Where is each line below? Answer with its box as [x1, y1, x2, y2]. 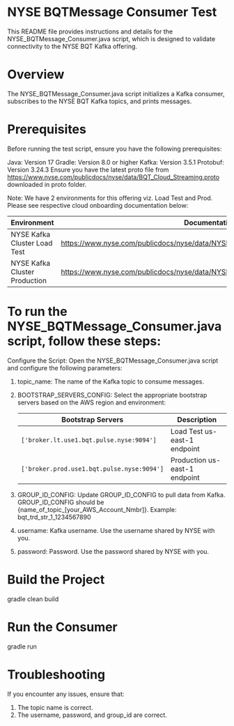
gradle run [7, 642, 37, 651]
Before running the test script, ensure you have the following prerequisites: [7, 144, 222, 153]
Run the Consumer [7, 619, 118, 635]
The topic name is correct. [17, 703, 93, 711]
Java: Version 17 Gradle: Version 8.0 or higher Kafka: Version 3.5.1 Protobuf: [7, 158, 224, 166]
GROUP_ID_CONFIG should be [17, 498, 104, 506]
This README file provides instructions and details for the [7, 27, 173, 36]
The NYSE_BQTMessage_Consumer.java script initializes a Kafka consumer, [7, 89, 225, 98]
